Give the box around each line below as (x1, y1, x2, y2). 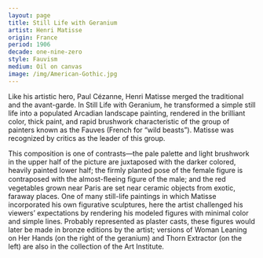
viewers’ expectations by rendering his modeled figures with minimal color (8, 208, 249, 217)
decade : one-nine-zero (8, 48, 82, 56)
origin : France (8, 33, 58, 42)
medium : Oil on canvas (8, 63, 82, 71)
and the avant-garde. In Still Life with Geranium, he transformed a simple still (8, 100, 256, 109)
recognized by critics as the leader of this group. (8, 133, 166, 142)
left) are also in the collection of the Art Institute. (8, 241, 165, 251)
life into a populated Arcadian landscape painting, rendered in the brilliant (8, 108, 246, 118)
